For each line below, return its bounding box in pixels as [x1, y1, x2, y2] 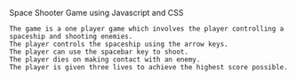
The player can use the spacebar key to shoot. [9, 47, 189, 56]
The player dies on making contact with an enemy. [9, 55, 201, 64]
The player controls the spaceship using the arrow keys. [9, 40, 228, 48]
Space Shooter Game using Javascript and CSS [9, 8, 184, 18]
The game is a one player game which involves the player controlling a [9, 25, 284, 33]
